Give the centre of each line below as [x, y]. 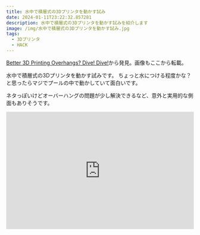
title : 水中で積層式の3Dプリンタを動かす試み [56, 12]
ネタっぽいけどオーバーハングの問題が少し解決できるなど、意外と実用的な [97, 95]
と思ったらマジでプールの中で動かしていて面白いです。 [74, 83]
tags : [13, 34]
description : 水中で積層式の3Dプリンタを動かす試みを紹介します [77, 23]
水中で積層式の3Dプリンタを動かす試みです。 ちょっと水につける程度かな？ [99, 75]
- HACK [20, 45]
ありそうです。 [35, 103]
